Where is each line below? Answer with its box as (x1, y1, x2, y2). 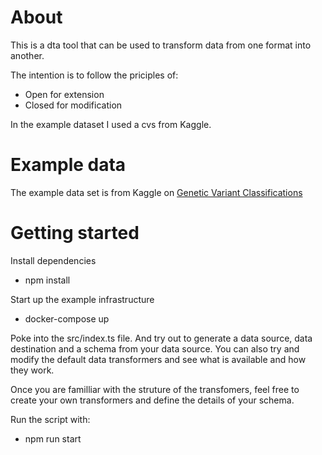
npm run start (24, 432, 82, 445)
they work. (10, 364, 55, 376)
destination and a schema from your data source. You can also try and (10, 342, 300, 355)
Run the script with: (10, 413, 91, 425)
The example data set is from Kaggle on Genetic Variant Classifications (10, 186, 303, 198)
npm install (24, 274, 71, 286)
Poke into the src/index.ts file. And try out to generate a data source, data (10, 332, 313, 344)
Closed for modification (24, 99, 123, 111)
